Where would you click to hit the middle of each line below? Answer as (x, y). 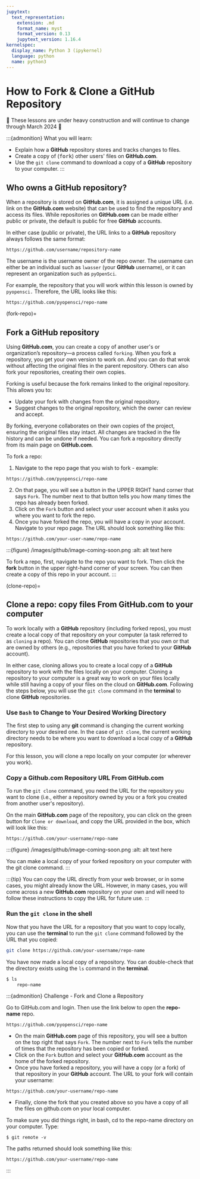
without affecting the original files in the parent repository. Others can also (97, 366)
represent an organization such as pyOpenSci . (62, 274)
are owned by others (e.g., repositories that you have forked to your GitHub (99, 647)
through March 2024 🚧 (34, 127)
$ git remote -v (26, 1138)
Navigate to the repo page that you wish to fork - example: (87, 468)
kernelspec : (21, 45)
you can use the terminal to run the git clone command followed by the (95, 933)
